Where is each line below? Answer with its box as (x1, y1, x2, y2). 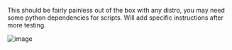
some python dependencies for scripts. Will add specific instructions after (7, 13, 223, 22)
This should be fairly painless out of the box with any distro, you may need (7, 6, 226, 14)
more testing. (7, 21, 46, 29)
